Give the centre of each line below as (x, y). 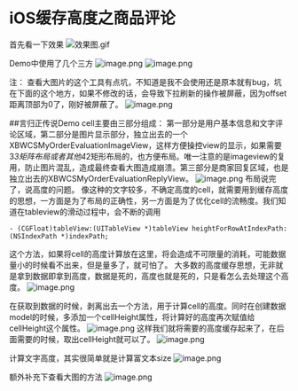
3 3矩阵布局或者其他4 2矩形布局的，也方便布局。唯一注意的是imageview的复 (147, 156)
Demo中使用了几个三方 (51, 63)
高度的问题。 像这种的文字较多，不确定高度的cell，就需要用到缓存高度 (160, 189)
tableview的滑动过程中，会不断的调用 (93, 211)
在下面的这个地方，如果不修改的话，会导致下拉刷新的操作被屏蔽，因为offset (148, 93)
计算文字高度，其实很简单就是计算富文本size (90, 358)
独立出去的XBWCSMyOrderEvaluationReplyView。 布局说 (139, 178)
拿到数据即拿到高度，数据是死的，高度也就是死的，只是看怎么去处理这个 (149, 276)
